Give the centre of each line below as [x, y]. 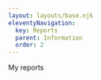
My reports [26, 67]
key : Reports [37, 30]
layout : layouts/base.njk [50, 15]
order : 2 [30, 45]
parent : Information [49, 38]
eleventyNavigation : [42, 23]
